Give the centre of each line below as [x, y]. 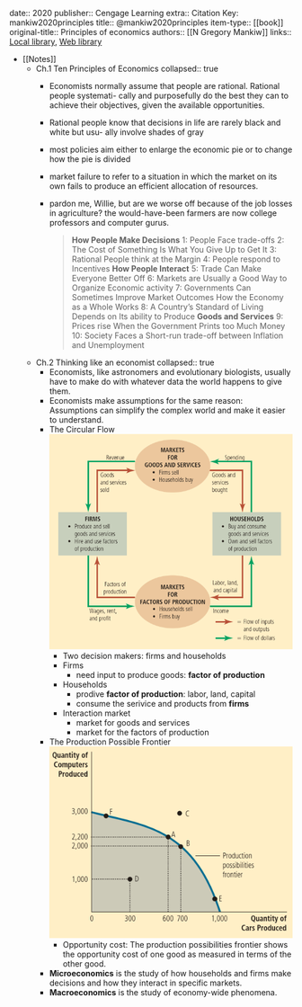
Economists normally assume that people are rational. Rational [164, 86]
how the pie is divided [90, 159]
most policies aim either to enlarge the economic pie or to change [171, 149]
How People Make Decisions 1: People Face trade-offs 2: [178, 240]
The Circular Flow [82, 429]
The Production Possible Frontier [110, 742]
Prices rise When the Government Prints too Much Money [178, 326]
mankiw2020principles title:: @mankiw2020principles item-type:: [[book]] [147, 22]
